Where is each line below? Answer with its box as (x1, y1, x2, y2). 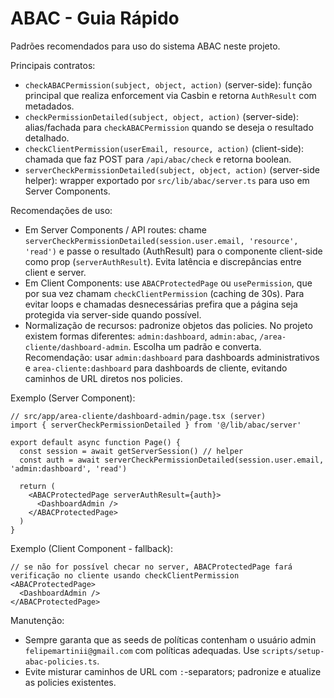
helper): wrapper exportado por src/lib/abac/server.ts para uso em (24, 174, 310, 186)
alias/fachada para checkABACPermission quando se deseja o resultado (24, 121, 314, 133)
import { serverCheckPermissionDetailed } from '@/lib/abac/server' (10, 420, 302, 430)
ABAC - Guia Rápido (10, 7, 180, 30)
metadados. (24, 100, 75, 112)
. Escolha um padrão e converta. (128, 340, 262, 352)
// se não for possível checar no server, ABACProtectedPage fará (10, 562, 293, 572)
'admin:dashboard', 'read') (10, 463, 128, 474)
